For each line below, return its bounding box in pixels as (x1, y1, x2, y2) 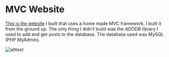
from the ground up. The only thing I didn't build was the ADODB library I (5, 25, 158, 32)
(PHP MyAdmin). (5, 37, 40, 43)
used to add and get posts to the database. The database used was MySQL (5, 31, 164, 37)
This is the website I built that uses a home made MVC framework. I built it (5, 20, 162, 26)
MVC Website (5, 4, 65, 15)
